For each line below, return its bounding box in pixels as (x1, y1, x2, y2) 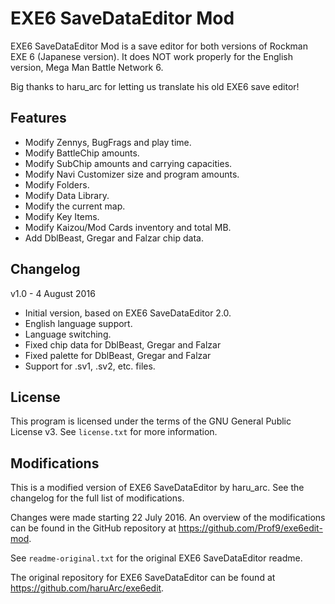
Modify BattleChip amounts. (24, 147, 140, 159)
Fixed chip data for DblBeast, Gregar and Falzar (24, 338, 222, 351)
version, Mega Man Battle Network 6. (10, 61, 164, 73)
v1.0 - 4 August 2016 (10, 287, 96, 299)
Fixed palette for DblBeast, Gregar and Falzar (24, 349, 212, 361)
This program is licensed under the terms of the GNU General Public (10, 415, 292, 427)
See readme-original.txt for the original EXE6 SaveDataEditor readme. (10, 552, 303, 564)
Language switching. (24, 328, 112, 340)
